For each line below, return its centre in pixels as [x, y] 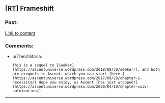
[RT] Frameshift [29, 9]
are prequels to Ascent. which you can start [59, 74]
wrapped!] [128, 82]
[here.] [117, 74]
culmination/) [27, 91]
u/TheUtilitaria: [27, 56]
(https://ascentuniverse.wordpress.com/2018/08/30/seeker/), [76, 69]
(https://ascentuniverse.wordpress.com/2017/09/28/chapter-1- [77, 78]
